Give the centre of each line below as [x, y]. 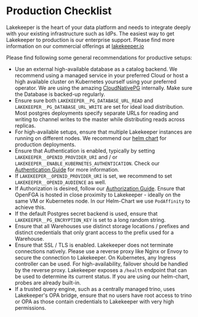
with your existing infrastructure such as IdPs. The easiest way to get [90, 33]
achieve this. [30, 207]
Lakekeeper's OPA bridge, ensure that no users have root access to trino [103, 295]
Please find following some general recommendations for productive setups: [99, 57]
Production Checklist [59, 11]
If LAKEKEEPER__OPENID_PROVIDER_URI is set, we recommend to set [93, 176]
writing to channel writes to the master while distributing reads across [100, 119]
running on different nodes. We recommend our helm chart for [90, 138]
